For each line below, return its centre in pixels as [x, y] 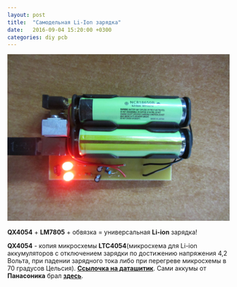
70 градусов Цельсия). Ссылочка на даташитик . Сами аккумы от [107, 269]
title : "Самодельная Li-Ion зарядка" [64, 22]
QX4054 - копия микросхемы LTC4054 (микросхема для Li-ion [102, 246]
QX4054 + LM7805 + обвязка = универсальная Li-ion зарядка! [102, 232]
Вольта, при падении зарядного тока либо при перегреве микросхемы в [117, 261]
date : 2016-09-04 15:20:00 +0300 [60, 30]
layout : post [26, 15]
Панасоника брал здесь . [45, 276]
